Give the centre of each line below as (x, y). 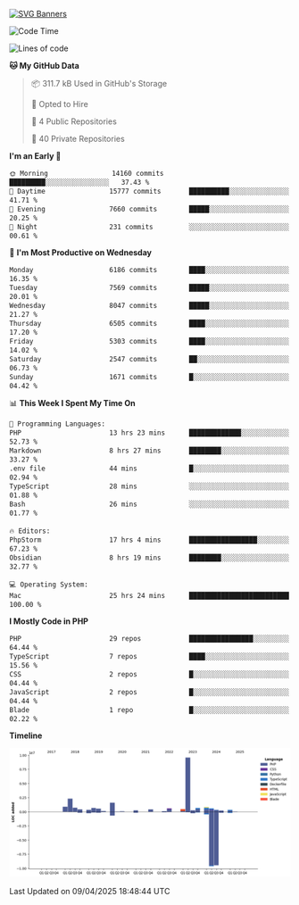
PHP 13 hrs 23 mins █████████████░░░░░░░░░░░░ (149, 433)
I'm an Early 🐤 (35, 156)
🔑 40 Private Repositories (78, 139)
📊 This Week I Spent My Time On (72, 403)
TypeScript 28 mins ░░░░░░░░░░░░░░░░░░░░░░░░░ (149, 486)
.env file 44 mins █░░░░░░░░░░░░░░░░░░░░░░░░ (149, 469)
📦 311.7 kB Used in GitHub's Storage (99, 83)
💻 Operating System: (49, 585)
